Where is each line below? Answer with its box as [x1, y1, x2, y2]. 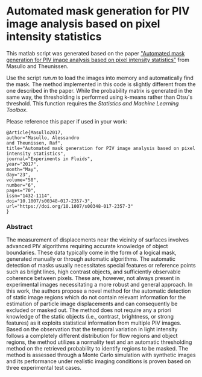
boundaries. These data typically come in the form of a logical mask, [6, 249, 177, 257]
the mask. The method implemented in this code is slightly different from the [6, 80, 196, 88]
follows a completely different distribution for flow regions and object [6, 332, 178, 340]
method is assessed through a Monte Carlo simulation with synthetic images [6, 351, 196, 359]
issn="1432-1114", [6, 193, 52, 199]
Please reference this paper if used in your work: [6, 117, 128, 125]
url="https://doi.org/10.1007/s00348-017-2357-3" [6, 203, 134, 209]
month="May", [6, 166, 39, 172]
